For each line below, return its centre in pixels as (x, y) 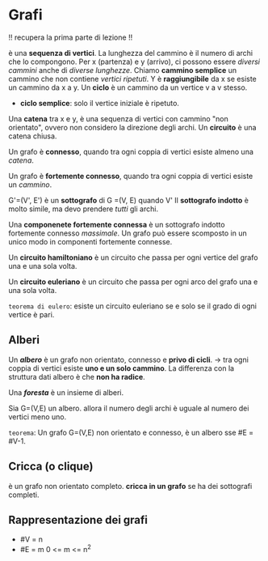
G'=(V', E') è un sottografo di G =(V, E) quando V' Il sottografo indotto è (128, 200)
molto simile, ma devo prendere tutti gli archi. (84, 209)
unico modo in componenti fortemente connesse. (90, 241)
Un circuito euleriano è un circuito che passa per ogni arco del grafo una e (133, 282)
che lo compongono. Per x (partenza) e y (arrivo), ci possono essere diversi (134, 62)
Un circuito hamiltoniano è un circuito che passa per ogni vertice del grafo (133, 257)
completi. (24, 495)
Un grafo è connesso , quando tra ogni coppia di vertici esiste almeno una (131, 151)
